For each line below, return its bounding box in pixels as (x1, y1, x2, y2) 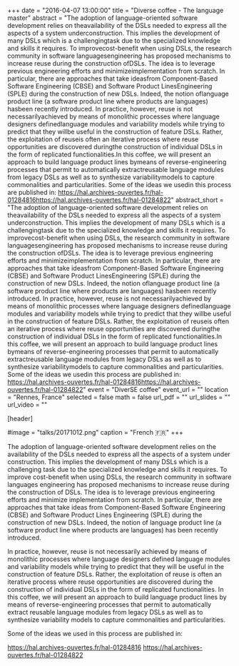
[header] (7, 414, 34, 423)
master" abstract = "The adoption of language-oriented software (7, 14, 198, 22)
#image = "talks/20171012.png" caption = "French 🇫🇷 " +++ (7, 428, 183, 436)
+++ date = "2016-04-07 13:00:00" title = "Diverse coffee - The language (7, 6, 224, 14)
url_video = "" (7, 400, 48, 409)
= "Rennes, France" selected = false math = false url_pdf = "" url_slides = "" (7, 393, 230, 401)
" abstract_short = (171, 196, 224, 204)
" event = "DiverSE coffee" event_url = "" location (83, 385, 228, 393)
